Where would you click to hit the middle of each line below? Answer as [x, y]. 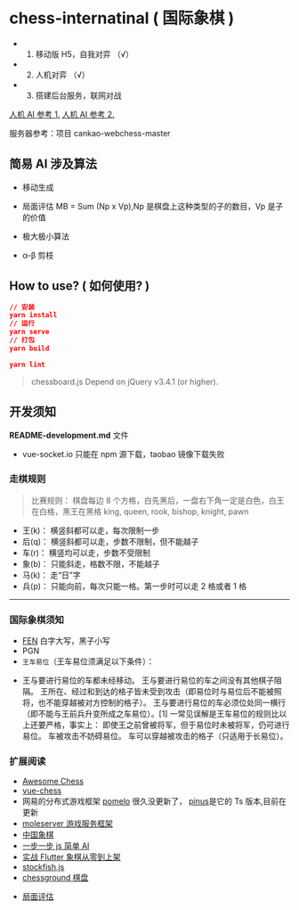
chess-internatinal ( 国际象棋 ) [122, 18]
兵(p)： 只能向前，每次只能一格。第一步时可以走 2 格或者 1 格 [134, 586]
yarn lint [28, 365]
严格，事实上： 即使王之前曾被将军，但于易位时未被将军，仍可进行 [168, 725]
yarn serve [29, 332]
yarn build [29, 348]
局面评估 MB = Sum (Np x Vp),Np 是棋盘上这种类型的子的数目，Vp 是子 [153, 206]
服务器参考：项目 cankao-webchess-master [90, 133]
